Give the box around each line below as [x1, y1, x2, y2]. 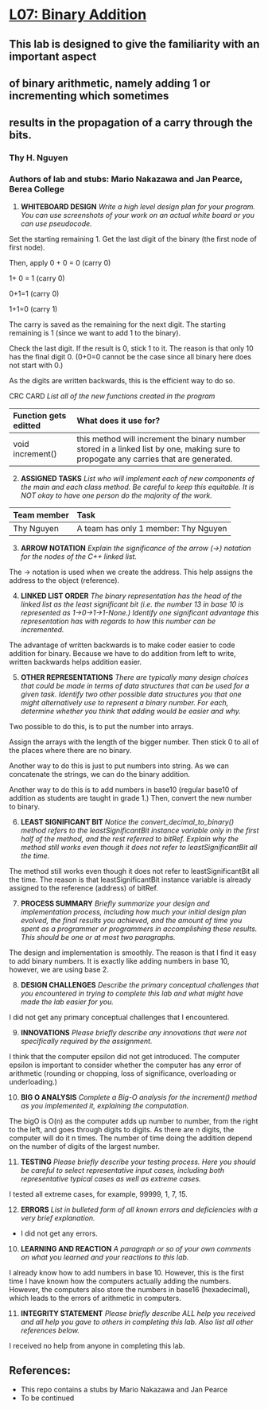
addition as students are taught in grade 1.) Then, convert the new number [9, 793, 253, 802]
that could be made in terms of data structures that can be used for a [20, 681, 250, 690]
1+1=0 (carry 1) [9, 304, 58, 313]
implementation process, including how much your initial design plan [20, 906, 247, 916]
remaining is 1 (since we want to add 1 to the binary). [9, 328, 181, 337]
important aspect [9, 49, 97, 63]
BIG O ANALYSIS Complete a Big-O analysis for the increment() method [20, 1092, 258, 1102]
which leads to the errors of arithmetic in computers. [9, 1293, 181, 1302]
